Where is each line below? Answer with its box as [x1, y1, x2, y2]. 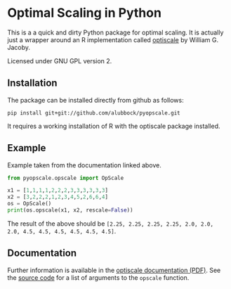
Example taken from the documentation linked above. [7, 160, 161, 169]
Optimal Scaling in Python [7, 5, 161, 21]
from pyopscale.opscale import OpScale [7, 174, 124, 181]
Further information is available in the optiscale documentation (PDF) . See [7, 266, 221, 274]
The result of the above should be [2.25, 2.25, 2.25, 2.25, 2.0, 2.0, [7, 219, 214, 228]
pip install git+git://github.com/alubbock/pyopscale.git [7, 109, 180, 117]
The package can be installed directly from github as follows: [7, 96, 184, 104]
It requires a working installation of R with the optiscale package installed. [7, 122, 220, 130]
